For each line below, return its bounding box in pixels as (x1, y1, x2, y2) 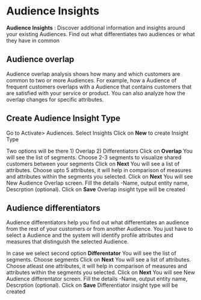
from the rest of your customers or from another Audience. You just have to (6, 225, 194, 233)
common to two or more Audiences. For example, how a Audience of (6, 76, 177, 84)
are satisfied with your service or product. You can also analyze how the (6, 89, 185, 97)
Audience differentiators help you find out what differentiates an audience (6, 219, 190, 226)
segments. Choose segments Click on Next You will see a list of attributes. (6, 256, 191, 263)
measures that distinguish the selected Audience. (6, 238, 129, 245)
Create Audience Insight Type (6, 113, 121, 124)
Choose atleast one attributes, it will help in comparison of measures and (6, 263, 188, 270)
